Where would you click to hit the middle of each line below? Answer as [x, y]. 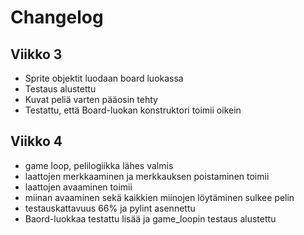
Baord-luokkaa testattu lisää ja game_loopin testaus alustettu [150, 218]
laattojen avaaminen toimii [78, 187]
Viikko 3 [36, 54]
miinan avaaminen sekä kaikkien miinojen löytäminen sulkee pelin [159, 197]
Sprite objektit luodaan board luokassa [104, 78]
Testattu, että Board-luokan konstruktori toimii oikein [133, 110]
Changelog [57, 17]
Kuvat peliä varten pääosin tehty [91, 99]
